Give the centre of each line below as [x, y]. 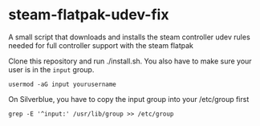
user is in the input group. [51, 69]
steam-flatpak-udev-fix [89, 15]
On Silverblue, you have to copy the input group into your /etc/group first [129, 99]
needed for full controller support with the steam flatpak [101, 45]
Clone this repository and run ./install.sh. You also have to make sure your [130, 61]
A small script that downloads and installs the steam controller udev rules [129, 37]
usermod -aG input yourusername [62, 84]
